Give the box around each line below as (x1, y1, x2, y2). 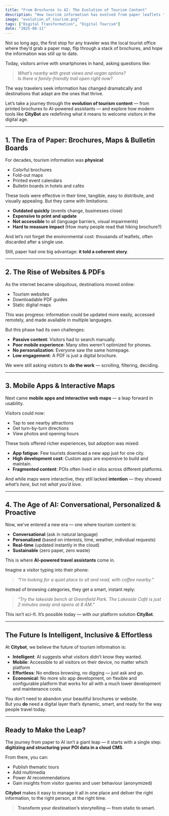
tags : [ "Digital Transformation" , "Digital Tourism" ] (5, 21, 121, 27)
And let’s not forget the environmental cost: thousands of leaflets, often (5, 233, 153, 239)
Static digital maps (12, 302, 51, 308)
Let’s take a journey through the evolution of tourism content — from (5, 100, 149, 106)
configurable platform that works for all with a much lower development (12, 681, 161, 687)
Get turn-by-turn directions (12, 425, 69, 431)
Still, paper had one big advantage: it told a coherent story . (5, 248, 129, 254)
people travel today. (5, 706, 47, 713)
